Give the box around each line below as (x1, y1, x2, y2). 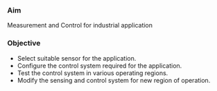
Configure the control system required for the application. (17, 61, 182, 70)
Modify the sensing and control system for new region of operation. (17, 76, 211, 84)
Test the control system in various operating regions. (17, 68, 168, 77)
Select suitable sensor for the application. (17, 54, 137, 62)
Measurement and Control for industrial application (7, 21, 153, 30)
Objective (7, 39, 41, 48)
